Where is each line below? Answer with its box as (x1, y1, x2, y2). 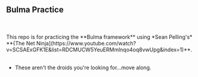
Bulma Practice (6, 5, 64, 15)
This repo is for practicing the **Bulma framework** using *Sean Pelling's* (6, 33, 193, 41)
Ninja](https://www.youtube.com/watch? (36, 39, 137, 47)
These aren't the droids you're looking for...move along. (14, 64, 151, 71)
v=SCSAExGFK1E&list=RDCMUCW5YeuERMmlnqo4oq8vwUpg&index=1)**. (6, 46, 193, 53)
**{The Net (6, 39, 35, 47)
